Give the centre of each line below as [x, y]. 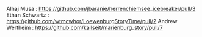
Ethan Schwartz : [28, 15]
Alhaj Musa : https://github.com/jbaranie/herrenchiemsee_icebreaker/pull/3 [101, 9]
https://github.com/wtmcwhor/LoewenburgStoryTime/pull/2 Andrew [92, 21]
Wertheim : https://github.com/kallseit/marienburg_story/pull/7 [85, 27]
